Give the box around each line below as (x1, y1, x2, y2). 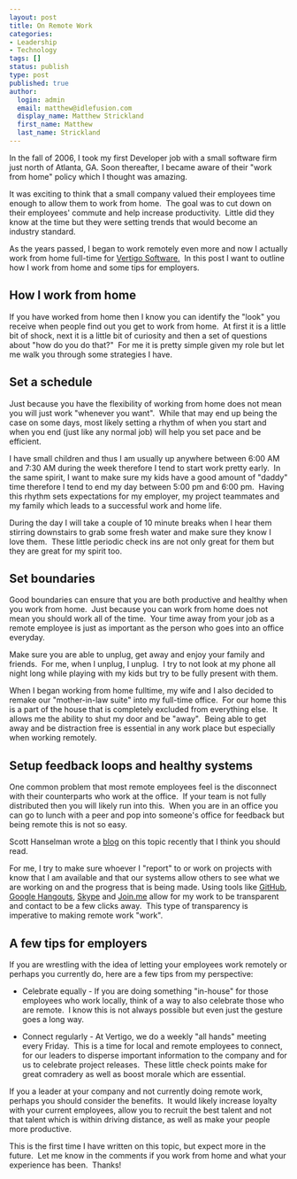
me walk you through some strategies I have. (9, 349, 173, 360)
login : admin (17, 95, 65, 105)
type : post (9, 71, 49, 80)
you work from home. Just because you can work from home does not (9, 604, 269, 615)
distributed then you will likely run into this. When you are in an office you (9, 801, 278, 811)
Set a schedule (9, 375, 93, 390)
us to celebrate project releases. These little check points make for (21, 1059, 268, 1070)
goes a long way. (21, 1013, 85, 1024)
